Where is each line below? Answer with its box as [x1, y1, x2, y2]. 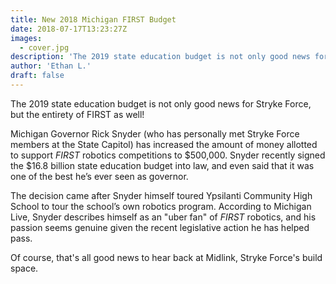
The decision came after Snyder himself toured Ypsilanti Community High [10, 189, 313, 201]
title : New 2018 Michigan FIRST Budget [10, 14, 177, 25]
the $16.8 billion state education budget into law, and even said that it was [10, 159, 315, 171]
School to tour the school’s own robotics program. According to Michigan [10, 200, 312, 212]
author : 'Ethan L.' [10, 61, 92, 71]
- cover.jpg [19, 42, 70, 53]
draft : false [10, 71, 65, 81]
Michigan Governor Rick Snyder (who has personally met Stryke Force [10, 127, 300, 140]
